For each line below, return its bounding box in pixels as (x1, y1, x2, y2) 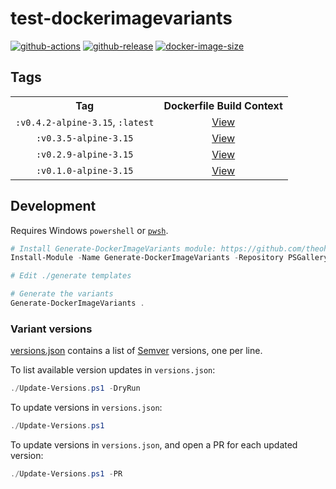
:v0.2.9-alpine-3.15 (35, 148, 134, 160)
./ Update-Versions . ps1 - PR (10, 468, 123, 479)
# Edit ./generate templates (10, 271, 132, 281)
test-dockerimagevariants (10, 7, 233, 30)
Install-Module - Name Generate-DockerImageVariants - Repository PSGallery (10, 253, 329, 263)
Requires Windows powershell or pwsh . (10, 224, 169, 236)
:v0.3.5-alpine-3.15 (35, 132, 134, 144)
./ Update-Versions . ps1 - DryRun (10, 383, 141, 394)
